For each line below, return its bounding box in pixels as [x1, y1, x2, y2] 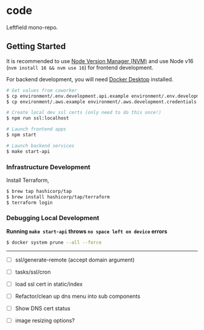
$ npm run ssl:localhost [6, 115, 69, 121]
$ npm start [6, 132, 36, 138]
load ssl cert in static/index [15, 280, 83, 288]
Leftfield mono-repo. [6, 24, 58, 31]
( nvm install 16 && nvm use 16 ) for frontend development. [6, 64, 154, 71]
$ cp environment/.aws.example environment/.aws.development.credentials [6, 98, 197, 105]
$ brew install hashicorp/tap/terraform [6, 194, 110, 200]
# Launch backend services [6, 143, 75, 149]
